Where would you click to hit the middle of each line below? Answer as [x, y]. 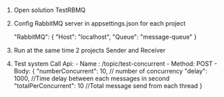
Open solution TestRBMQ [50, 10]
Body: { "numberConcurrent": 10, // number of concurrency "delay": [110, 71]
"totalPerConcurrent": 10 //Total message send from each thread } [108, 86]
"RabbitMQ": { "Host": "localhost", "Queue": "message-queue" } [105, 37]
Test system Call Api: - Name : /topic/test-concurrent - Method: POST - [115, 64]
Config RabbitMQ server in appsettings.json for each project [100, 23]
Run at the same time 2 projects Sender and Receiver [90, 50]
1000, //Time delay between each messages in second [92, 78]
